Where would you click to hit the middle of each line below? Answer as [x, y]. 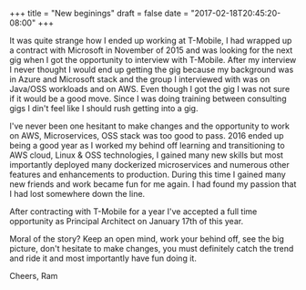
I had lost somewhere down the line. [77, 194]
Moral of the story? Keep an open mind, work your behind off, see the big [147, 239]
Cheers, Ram [34, 276]
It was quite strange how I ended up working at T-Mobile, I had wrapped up [151, 41]
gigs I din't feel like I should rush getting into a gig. [104, 108]
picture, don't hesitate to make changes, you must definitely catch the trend [152, 249]
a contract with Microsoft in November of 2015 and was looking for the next [151, 50]
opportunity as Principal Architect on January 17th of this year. [127, 221]
